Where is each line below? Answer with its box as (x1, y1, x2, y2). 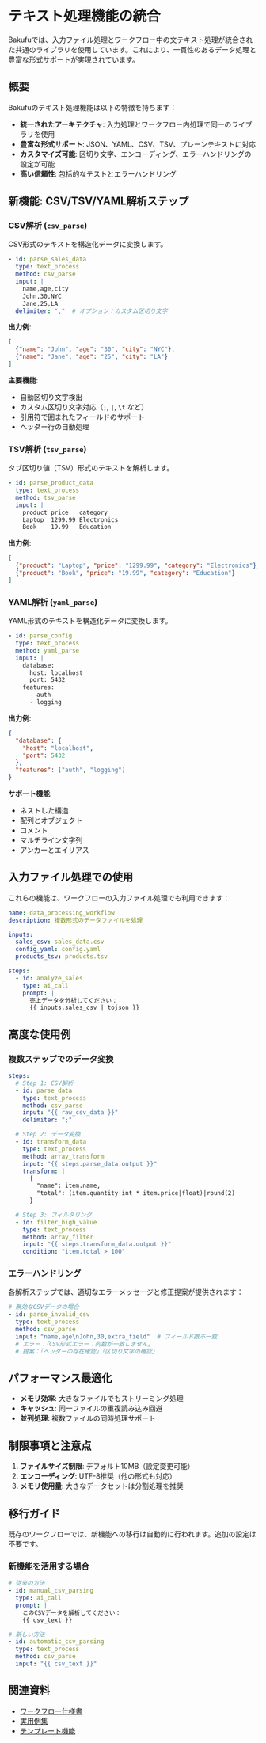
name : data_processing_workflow (8, 908, 115, 917)
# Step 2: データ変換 (15, 1130, 81, 1139)
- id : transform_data (15, 1138, 87, 1146)
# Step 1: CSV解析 (15, 1079, 74, 1087)
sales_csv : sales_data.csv (15, 938, 104, 946)
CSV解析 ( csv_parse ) (8, 220, 88, 231)
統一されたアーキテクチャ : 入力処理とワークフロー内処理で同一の (19, 120, 232, 129)
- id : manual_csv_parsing (8, 1587, 93, 1595)
